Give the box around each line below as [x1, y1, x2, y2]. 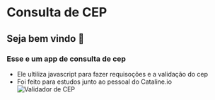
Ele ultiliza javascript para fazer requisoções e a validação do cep [16, 70, 209, 78]
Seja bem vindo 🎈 [6, 33, 85, 45]
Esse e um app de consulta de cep [6, 54, 127, 64]
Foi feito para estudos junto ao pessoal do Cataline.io [16, 77, 173, 86]
